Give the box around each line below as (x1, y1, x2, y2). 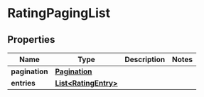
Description (124, 55, 166, 64)
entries (11, 78, 36, 88)
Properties (7, 34, 55, 46)
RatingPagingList (7, 5, 111, 21)
